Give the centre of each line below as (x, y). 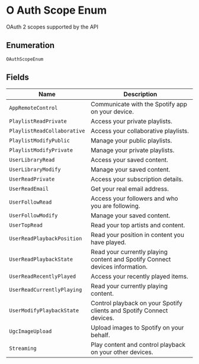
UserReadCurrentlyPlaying (46, 289)
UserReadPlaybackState (41, 259)
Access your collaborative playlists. (140, 131)
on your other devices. (122, 352)
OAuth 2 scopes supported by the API (52, 27)
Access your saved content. (130, 160)
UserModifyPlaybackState (44, 310)
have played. (108, 242)
